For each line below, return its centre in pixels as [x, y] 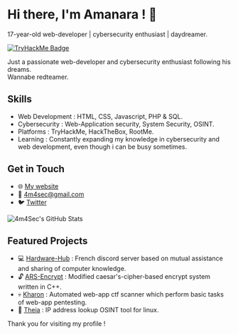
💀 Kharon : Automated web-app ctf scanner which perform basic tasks [120, 294]
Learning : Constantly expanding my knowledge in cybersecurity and [119, 139]
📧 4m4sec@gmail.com [51, 194]
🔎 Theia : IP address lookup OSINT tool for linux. [88, 310]
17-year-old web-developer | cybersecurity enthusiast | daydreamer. [108, 34]
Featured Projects [48, 241]
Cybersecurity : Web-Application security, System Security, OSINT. [116, 124]
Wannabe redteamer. [38, 77]
